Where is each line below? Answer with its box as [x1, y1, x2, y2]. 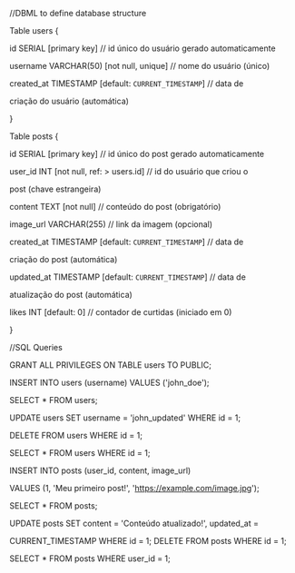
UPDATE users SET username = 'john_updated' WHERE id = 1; [9, 412, 241, 423]
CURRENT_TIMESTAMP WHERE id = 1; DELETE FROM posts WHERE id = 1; [9, 536, 288, 546]
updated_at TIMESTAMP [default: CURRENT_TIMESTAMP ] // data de [9, 272, 247, 282]
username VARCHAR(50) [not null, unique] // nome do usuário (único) [9, 61, 270, 71]
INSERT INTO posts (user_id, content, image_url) [9, 465, 192, 476]
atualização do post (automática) [9, 290, 133, 300]
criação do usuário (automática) [9, 95, 130, 106]
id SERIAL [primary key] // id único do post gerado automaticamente [9, 149, 265, 159]
